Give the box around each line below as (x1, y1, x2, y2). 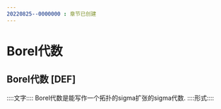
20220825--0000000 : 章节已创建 (6, 10, 97, 18)
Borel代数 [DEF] (6, 74, 76, 86)
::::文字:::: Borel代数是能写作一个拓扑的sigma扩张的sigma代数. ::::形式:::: (6, 93, 215, 102)
